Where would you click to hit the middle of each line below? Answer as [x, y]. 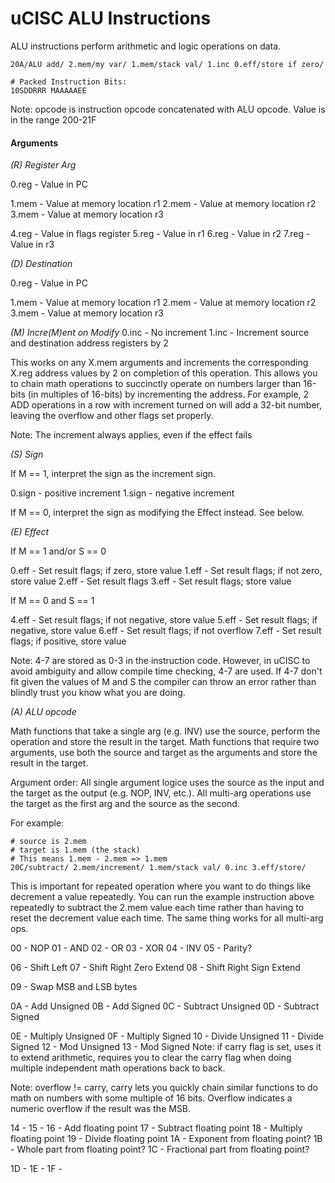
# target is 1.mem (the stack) [75, 850]
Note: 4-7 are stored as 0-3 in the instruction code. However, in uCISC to [160, 661]
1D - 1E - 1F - [36, 1169]
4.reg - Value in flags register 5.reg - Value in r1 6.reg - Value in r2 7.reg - [160, 234]
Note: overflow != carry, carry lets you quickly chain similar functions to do [164, 1088]
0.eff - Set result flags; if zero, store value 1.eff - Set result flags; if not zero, [166, 571]
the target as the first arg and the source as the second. [125, 804]
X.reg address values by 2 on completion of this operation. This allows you [164, 373]
